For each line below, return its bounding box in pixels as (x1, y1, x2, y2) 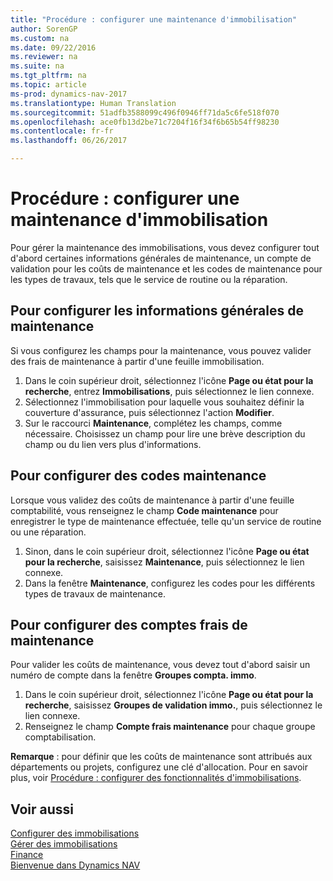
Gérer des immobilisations (10, 838, 118, 850)
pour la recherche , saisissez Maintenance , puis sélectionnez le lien (24, 556, 305, 568)
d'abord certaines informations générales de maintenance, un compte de (10, 252, 312, 264)
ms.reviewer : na (10, 52, 78, 62)
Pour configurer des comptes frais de (10, 616, 248, 633)
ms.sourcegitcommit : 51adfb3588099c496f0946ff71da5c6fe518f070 (10, 107, 280, 118)
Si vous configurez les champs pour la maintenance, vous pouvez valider (10, 344, 312, 356)
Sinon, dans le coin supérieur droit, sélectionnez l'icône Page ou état (24, 545, 310, 557)
